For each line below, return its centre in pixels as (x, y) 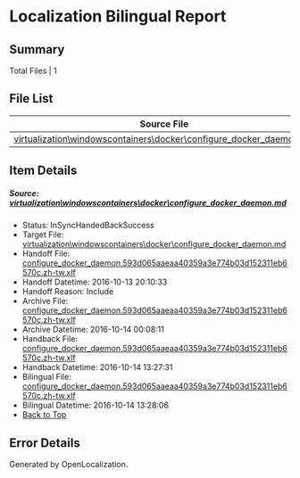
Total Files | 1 (33, 70)
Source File (164, 124)
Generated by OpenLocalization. (69, 464)
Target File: (43, 235)
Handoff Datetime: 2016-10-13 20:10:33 (95, 282)
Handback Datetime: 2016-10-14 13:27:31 (97, 367)
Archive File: (45, 301)
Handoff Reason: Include (68, 292)
